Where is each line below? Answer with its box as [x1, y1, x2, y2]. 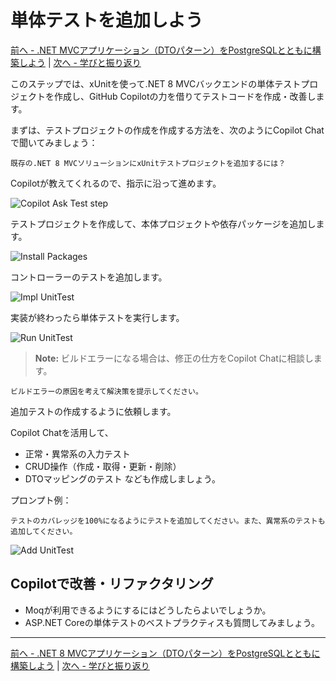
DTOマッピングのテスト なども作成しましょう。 [24, 472, 221, 485]
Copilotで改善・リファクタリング [10, 576, 214, 593]
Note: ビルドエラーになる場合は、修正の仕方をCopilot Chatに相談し [34, 352, 314, 364]
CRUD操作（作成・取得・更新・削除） [24, 460, 182, 472]
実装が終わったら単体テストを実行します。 [10, 311, 185, 323]
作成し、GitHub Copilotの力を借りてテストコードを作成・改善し [53, 90, 317, 102]
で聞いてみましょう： [10, 136, 98, 148]
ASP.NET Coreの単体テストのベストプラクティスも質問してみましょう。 [24, 616, 320, 628]
